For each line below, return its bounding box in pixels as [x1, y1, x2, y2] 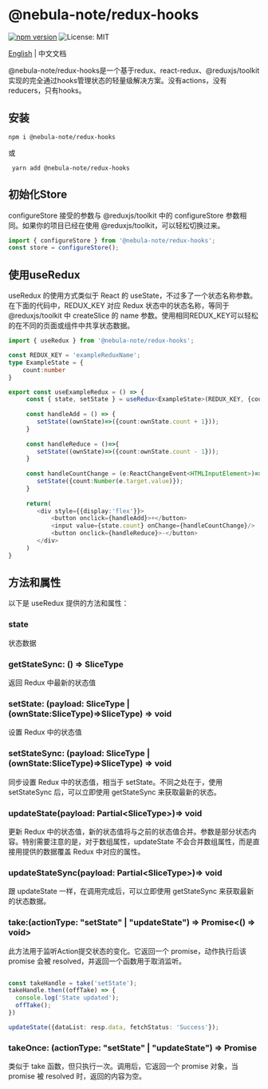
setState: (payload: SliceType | [8, 698, 130, 709]
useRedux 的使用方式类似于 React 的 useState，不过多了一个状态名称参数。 [8, 290, 258, 301]
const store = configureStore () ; [8, 244, 120, 252]
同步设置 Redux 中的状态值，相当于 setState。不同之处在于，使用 [8, 777, 223, 787]
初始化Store [8, 188, 68, 202]
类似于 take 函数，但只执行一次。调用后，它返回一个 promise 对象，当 [8, 1062, 239, 1071]
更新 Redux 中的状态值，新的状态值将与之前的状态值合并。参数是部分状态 [8, 827, 250, 836]
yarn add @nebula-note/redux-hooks [11, 164, 130, 172]
